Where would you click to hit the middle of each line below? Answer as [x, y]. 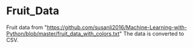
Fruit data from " [27, 27]
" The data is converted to [152, 33]
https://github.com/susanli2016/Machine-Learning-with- [117, 27]
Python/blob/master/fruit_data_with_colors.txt [63, 33]
